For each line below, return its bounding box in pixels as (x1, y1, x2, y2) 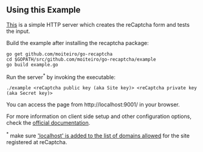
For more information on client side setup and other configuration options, (6, 112, 191, 120)
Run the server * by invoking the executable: (6, 72, 115, 81)
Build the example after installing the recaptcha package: (6, 39, 149, 46)
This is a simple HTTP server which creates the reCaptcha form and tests (6, 21, 190, 28)
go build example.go (6, 61, 59, 67)
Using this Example (6, 5, 81, 15)
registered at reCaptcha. (6, 139, 67, 146)
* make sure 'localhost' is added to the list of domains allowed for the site (6, 131, 190, 139)
